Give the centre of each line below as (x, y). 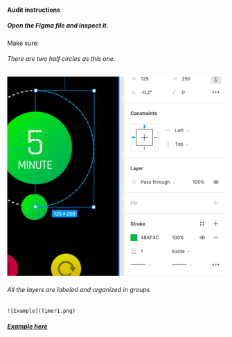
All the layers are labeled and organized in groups (79, 289)
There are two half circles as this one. (61, 59)
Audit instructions (34, 10)
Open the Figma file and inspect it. (58, 26)
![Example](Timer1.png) (42, 311)
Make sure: (23, 43)
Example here (27, 327)
